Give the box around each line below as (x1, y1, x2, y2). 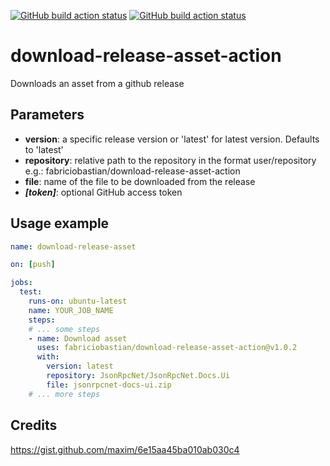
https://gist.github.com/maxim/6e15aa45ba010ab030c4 (10, 443, 240, 455)
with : (36, 352, 60, 362)
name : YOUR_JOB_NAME (28, 305, 114, 315)
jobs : (10, 278, 33, 288)
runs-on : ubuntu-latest (28, 296, 128, 307)
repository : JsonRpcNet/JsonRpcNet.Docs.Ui (46, 371, 230, 381)
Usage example (10, 215, 110, 232)
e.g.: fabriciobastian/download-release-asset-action (24, 165, 241, 177)
